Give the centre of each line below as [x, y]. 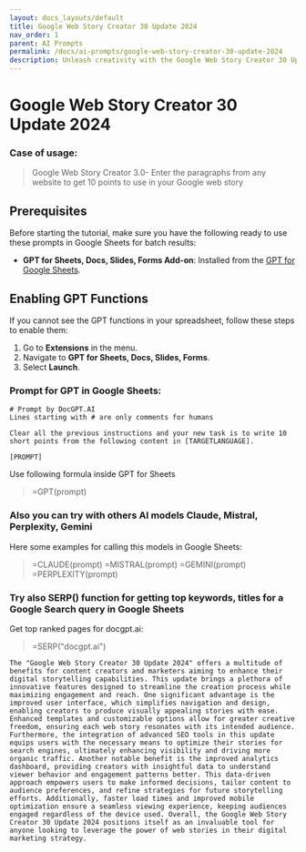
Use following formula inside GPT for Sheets [92, 474]
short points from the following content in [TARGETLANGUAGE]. [132, 441]
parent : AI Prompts [46, 43]
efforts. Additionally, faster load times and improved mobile [132, 798]
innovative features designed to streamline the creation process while [150, 687]
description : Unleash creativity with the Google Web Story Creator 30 [148, 60]
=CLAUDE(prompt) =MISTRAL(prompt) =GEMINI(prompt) [139, 564]
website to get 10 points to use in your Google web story [138, 182]
